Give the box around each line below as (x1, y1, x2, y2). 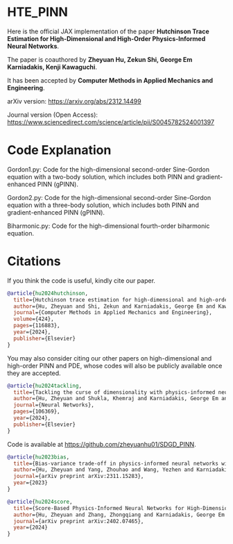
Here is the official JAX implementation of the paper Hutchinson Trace (7, 27, 209, 35)
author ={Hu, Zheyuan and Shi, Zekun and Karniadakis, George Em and (13, 303, 216, 310)
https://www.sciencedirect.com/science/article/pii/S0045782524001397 (7, 117, 215, 126)
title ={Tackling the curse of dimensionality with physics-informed (13, 388, 216, 396)
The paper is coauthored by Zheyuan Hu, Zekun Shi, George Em (7, 55, 193, 63)
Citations (7, 254, 61, 270)
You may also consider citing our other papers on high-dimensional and (7, 354, 212, 362)
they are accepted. (7, 369, 61, 377)
